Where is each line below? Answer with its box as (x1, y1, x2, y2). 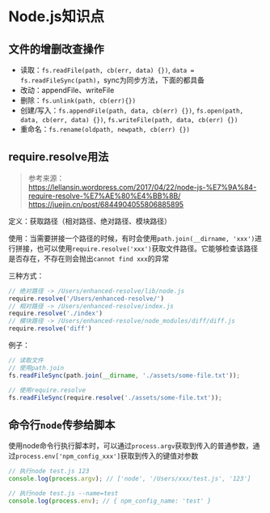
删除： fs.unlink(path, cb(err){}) (19, 95, 136, 105)
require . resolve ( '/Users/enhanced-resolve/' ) (8, 295, 164, 303)
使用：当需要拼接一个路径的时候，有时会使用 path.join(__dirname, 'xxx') (8, 233, 255, 243)
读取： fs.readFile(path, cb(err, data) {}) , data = (19, 66, 195, 74)
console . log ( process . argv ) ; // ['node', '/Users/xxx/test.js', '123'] (8, 475, 251, 483)
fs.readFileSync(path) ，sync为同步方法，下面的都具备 (19, 75, 205, 85)
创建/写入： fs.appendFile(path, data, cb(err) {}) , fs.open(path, (19, 106, 244, 115)
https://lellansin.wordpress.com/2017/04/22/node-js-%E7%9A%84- (27, 182, 257, 192)
